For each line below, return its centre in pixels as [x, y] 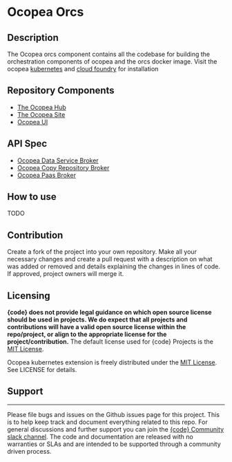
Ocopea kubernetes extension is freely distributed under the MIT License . [112, 362]
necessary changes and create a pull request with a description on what [110, 259]
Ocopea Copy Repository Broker [63, 167]
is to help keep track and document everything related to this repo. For [108, 422]
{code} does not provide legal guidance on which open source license [109, 313]
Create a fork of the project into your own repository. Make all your [102, 252]
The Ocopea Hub [42, 107]
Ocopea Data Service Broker [58, 160]
